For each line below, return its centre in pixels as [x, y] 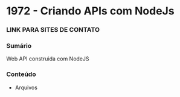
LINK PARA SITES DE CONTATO [53, 30]
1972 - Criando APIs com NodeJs [90, 11]
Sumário [19, 46]
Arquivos [26, 87]
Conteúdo [21, 74]
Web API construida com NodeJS [48, 59]
